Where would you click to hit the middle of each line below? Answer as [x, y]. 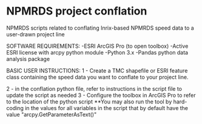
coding [15, 108]
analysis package [28, 59]
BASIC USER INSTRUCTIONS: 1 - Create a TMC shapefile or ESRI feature [97, 70]
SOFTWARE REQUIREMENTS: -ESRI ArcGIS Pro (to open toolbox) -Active [97, 46]
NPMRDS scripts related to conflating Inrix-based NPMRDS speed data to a [100, 28]
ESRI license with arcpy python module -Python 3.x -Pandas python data [97, 52]
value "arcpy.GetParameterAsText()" [52, 114]
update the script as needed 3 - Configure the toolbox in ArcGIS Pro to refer [101, 95]
